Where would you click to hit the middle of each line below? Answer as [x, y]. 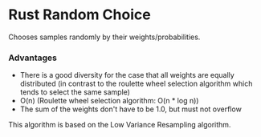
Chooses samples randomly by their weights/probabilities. [104, 37]
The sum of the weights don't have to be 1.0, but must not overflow [131, 109]
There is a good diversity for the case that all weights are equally [127, 75]
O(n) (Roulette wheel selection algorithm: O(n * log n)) [109, 101]
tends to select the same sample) [75, 92]
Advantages [33, 58]
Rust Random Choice [80, 15]
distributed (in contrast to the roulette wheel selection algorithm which [136, 84]
